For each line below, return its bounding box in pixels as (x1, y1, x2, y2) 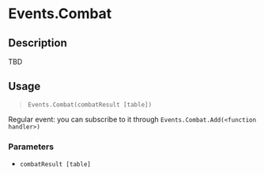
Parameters (8, 141, 54, 152)
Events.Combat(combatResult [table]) (27, 100, 153, 109)
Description (8, 36, 67, 50)
